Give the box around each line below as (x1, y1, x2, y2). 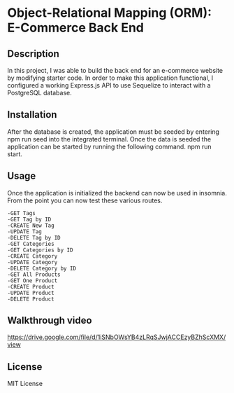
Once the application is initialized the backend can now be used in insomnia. (7, 188, 227, 197)
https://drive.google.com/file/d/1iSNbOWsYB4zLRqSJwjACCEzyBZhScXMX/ (7, 333, 226, 341)
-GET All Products (7, 271, 61, 278)
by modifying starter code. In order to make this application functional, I (7, 74, 214, 82)
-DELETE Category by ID (7, 265, 77, 272)
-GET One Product (7, 277, 58, 284)
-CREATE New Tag (7, 222, 54, 229)
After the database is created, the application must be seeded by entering (7, 127, 220, 136)
